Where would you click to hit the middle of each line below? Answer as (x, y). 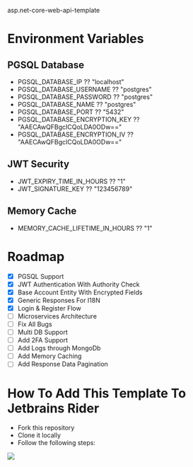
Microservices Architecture (57, 316)
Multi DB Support (43, 332)
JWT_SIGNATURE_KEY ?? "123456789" (75, 189)
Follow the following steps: (56, 443)
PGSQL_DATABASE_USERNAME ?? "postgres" (84, 89)
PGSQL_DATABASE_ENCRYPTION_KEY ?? (78, 119)
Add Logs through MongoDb (59, 348)
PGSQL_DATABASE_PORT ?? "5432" (71, 112)
